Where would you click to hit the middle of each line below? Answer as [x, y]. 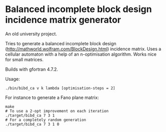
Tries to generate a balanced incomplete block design [61, 43]
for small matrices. [24, 59]
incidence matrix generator [63, 20]
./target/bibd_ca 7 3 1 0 [32, 124]
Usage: [13, 79]
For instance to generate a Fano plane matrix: [52, 97]
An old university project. [31, 34]
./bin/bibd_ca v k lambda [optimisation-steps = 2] [60, 88]
